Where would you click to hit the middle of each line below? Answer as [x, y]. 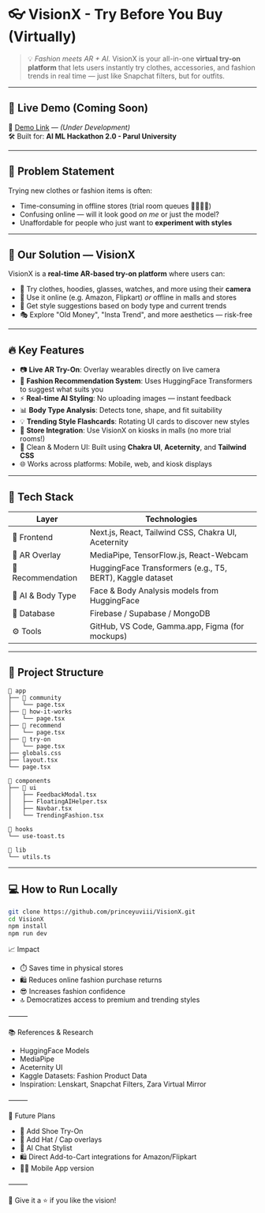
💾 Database [34, 613]
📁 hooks [21, 829]
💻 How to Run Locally [63, 890]
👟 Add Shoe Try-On [51, 1132]
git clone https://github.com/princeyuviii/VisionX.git [102, 912]
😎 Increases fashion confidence [73, 992]
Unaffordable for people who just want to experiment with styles [126, 222]
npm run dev [28, 934]
